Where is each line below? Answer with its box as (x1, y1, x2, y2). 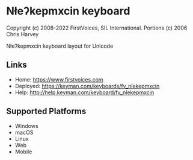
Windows (14, 122, 38, 129)
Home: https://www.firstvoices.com (14, 75, 103, 83)
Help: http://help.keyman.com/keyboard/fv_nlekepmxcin (14, 89, 155, 96)
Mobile (14, 148, 32, 155)
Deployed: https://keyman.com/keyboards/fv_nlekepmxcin (14, 82, 160, 89)
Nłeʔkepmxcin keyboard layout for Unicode (6, 42, 114, 50)
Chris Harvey (6, 30, 39, 37)
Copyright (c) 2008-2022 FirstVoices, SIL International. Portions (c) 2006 (6, 24, 188, 31)
